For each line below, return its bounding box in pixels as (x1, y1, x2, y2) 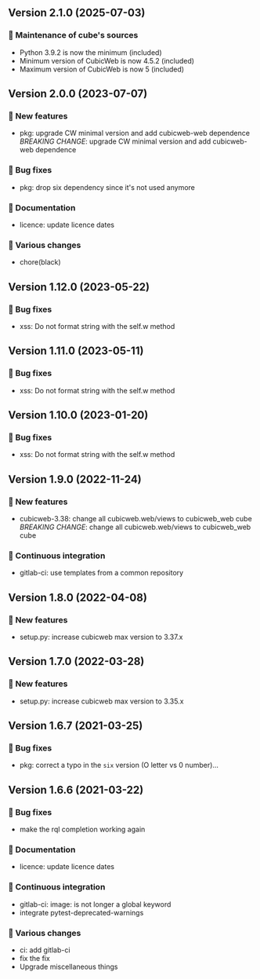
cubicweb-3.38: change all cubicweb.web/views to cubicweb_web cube (19, 514, 252, 524)
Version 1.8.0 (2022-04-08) (8, 590, 147, 604)
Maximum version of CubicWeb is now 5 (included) (19, 64, 185, 74)
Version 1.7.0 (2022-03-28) (8, 655, 145, 668)
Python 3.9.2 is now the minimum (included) (19, 47, 162, 57)
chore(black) (19, 258, 61, 267)
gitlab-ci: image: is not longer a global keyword (19, 899, 172, 909)
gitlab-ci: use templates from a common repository (19, 568, 184, 578)
